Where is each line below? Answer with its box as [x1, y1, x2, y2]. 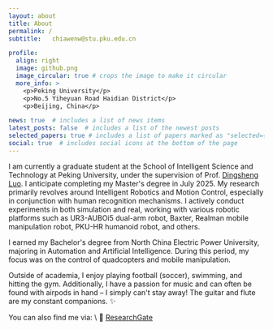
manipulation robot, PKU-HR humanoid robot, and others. [8, 221, 201, 231]
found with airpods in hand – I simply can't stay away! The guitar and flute [8, 287, 256, 297]
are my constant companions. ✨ [8, 296, 116, 306]
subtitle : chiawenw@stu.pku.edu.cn [8, 34, 136, 43]
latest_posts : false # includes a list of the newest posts [8, 124, 220, 132]
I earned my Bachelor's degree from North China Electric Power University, [8, 237, 260, 247]
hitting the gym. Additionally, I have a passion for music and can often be [8, 279, 253, 289]
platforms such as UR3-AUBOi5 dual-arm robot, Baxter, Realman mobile [8, 212, 249, 223]
